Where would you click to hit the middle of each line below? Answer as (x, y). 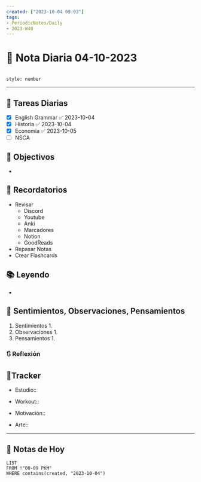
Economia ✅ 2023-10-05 (45, 131)
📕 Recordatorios (37, 190)
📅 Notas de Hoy (35, 449)
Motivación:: (30, 413)
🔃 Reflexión (23, 354)
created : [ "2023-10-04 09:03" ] (45, 12)
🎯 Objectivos (31, 157)
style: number (24, 79)
